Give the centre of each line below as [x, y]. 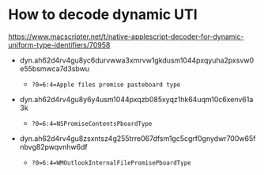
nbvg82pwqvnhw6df [54, 146]
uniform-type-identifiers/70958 [59, 44]
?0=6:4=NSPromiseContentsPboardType [92, 124]
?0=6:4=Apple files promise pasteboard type [106, 85]
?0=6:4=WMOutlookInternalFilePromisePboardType [111, 163]
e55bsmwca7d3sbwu [54, 68]
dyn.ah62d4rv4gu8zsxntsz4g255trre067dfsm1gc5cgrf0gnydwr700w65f [138, 138]
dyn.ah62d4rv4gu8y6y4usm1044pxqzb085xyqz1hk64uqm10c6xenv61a [136, 99]
